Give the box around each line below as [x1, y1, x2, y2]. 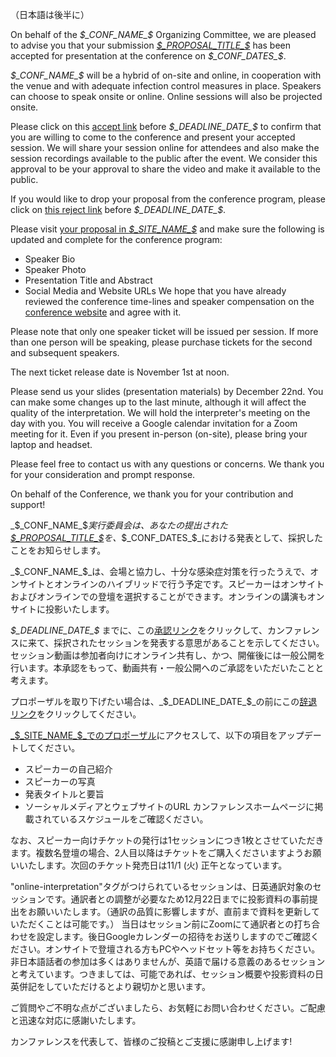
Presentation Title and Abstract [24, 274, 153, 286]
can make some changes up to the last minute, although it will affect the [10, 396, 307, 408]
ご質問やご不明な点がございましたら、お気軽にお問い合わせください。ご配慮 [10, 1002, 326, 1013]
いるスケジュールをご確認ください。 [59, 813, 209, 825]
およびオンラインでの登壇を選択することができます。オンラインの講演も [10, 591, 308, 602]
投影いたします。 [44, 603, 115, 615]
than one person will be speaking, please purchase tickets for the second [10, 336, 313, 348]
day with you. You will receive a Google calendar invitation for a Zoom [10, 418, 298, 429]
